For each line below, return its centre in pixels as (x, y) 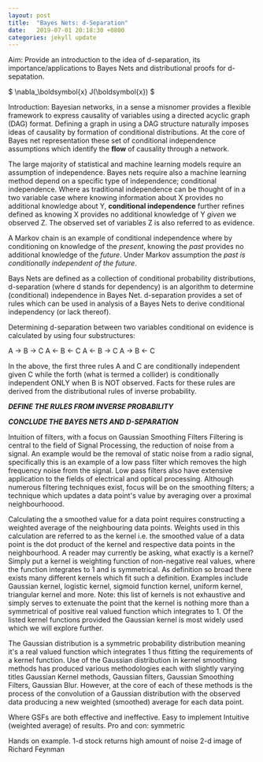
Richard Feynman (37, 749)
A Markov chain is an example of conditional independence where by (120, 238)
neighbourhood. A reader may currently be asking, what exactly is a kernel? (131, 553)
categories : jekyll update (52, 37)
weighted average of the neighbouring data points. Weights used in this (124, 528)
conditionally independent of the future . (73, 263)
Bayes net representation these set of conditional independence (112, 141)
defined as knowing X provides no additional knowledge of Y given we (122, 214)
